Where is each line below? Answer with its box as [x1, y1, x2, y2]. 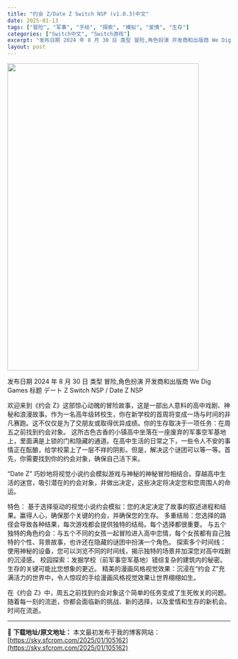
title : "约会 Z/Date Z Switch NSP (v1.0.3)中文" [7, 10, 149, 18]
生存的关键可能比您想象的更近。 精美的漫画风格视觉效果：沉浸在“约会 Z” [7, 565, 220, 572]
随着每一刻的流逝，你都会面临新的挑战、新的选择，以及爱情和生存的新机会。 [7, 597, 231, 606]
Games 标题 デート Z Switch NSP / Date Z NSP [7, 386, 144, 394]
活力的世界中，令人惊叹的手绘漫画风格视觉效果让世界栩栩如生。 [13, 573, 200, 582]
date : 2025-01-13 [7, 17, 59, 24]
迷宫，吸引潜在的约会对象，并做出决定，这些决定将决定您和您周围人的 [19, 479, 225, 486]
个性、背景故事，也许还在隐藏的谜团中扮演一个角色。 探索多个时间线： [19, 538, 227, 546]
